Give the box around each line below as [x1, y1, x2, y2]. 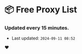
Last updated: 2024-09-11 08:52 [11, 35, 76, 41]
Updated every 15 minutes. [4, 25, 69, 32]
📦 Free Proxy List [4, 4, 77, 15]
